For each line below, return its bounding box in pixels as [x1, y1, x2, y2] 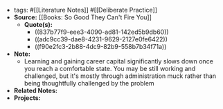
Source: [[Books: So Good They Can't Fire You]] [13, 13, 152, 21]
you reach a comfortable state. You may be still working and [24, 65, 196, 72]
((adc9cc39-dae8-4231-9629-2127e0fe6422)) [34, 35, 168, 43]
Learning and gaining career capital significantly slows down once [24, 57, 213, 65]
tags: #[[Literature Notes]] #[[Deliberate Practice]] [13, 6, 158, 14]
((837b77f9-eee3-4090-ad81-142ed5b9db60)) [34, 28, 169, 36]
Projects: [13, 94, 41, 102]
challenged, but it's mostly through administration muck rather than [24, 72, 217, 80]
